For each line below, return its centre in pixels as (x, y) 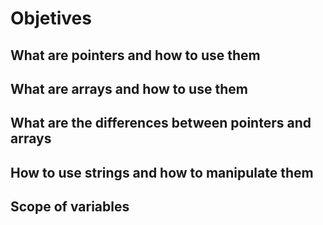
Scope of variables (70, 207)
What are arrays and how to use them (129, 88)
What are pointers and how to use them (135, 55)
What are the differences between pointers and (161, 123)
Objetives (51, 18)
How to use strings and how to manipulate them (162, 172)
